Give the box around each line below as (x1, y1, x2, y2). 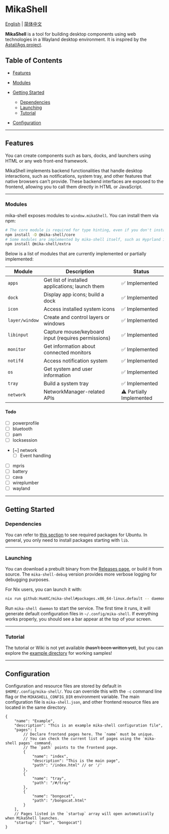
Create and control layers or (43, 314, 110, 321)
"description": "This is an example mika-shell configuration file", (14, 723, 163, 728)
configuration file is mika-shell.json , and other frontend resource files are (5, 699, 159, 705)
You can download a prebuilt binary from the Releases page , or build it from (5, 566, 162, 572)
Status (133, 268, 149, 275)
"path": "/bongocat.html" (32, 798, 87, 803)
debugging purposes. (5, 577, 50, 583)
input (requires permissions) (43, 335, 111, 342)
